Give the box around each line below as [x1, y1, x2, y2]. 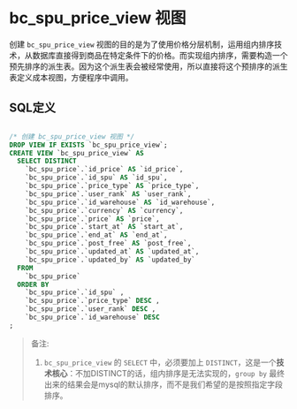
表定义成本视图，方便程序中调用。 [9, 72, 133, 82]
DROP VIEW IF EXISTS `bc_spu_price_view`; [9, 140, 168, 149]
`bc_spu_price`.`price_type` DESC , [25, 297, 161, 306]
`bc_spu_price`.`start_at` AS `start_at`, [25, 223, 184, 231]
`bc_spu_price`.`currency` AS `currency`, [25, 206, 184, 215]
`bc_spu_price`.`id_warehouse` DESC [25, 313, 161, 322]
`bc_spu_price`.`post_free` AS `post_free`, [25, 239, 192, 248]
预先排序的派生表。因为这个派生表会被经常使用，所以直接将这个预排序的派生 [9, 61, 288, 72]
